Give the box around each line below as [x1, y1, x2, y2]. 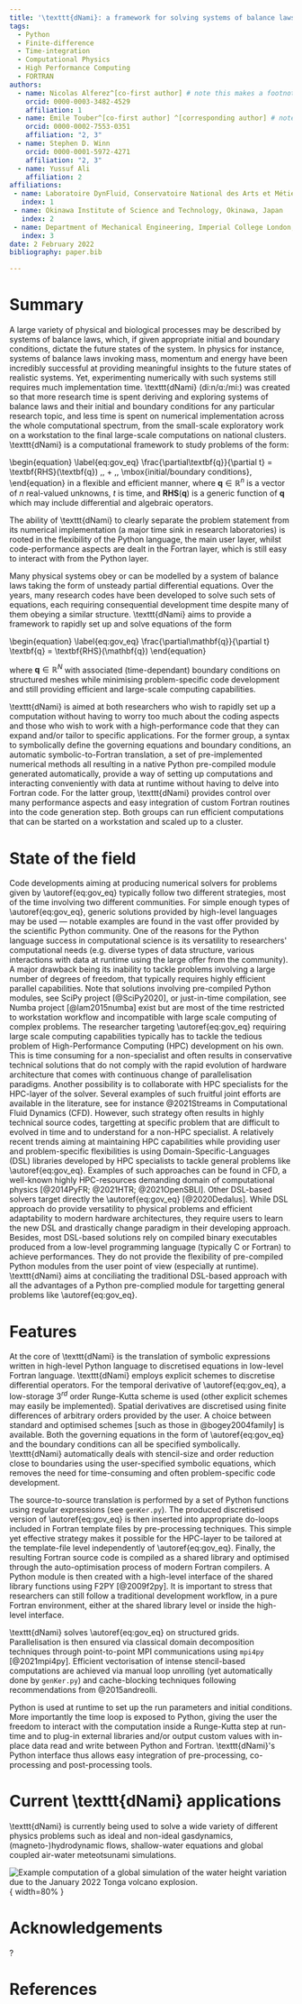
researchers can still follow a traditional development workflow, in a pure [9, 1590, 279, 1601]
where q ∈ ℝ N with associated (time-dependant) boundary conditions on [9, 663, 280, 675]
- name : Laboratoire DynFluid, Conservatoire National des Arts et [13, 189, 271, 198]
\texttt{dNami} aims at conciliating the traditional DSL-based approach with [9, 1270, 288, 1281]
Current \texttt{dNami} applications [9, 1791, 281, 1812]
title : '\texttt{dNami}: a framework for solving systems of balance [9, 13, 276, 23]
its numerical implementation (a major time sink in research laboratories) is [9, 524, 286, 535]
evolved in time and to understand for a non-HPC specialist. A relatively [9, 1127, 274, 1138]
